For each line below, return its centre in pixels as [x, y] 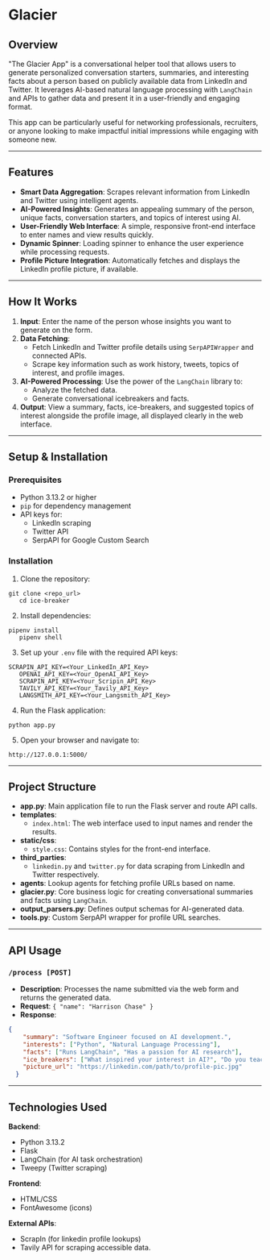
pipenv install [34, 630]
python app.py [32, 725]
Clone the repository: [55, 579]
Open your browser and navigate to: [80, 740]
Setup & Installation [58, 457]
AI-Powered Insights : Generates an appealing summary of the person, [137, 209]
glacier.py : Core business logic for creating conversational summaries [136, 892]
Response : [38, 1015]
